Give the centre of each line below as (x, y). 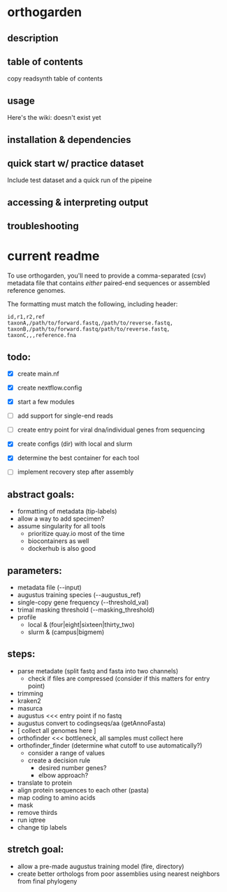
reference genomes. (36, 291)
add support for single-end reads (65, 416)
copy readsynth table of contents (55, 78)
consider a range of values (66, 753)
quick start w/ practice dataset (76, 163)
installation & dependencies (69, 140)
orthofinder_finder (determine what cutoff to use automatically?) (110, 745)
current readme (53, 256)
